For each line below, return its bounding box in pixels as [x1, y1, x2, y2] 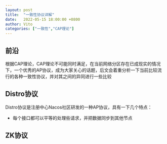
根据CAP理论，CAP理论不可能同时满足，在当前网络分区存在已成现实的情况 [5, 60, 161, 66]
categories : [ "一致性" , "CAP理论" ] [5, 26, 74, 31]
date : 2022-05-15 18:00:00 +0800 [5, 17, 80, 22]
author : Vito [5, 21, 33, 27]
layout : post [5, 7, 33, 13]
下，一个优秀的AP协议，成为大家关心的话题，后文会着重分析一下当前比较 [5, 67, 158, 73]
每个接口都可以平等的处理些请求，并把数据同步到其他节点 [12, 115, 133, 121]
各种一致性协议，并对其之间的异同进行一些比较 [14, 73, 112, 79]
